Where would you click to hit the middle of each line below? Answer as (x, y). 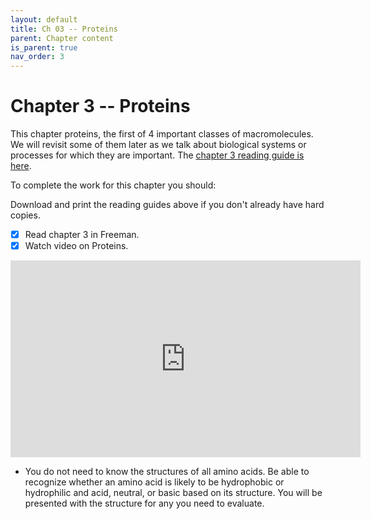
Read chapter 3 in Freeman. (82, 235)
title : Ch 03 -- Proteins (64, 29)
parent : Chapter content (62, 38)
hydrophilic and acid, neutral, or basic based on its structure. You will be (173, 493)
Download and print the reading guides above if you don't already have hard (167, 205)
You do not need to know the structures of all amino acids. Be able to (167, 472)
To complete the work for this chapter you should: (113, 185)
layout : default (44, 19)
